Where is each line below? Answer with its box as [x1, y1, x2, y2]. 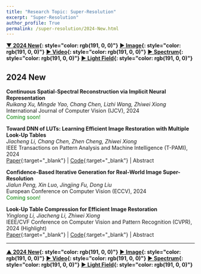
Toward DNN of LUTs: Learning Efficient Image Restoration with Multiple [6, 125, 190, 133]
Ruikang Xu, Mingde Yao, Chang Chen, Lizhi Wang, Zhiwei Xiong [6, 101, 166, 108]
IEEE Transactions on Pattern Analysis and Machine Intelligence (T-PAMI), [6, 144, 188, 152]
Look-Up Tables [6, 131, 47, 138]
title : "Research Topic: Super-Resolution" [6, 8, 117, 15]
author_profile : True [6, 20, 60, 26]
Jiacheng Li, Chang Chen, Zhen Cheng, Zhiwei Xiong [6, 138, 138, 145]
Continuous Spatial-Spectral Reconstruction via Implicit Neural [6, 88, 166, 95]
